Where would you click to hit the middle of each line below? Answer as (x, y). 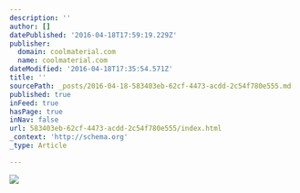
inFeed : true (34, 103)
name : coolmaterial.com (62, 60)
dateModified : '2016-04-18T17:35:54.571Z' (91, 70)
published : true (40, 94)
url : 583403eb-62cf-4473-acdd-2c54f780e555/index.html (116, 129)
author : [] (30, 27)
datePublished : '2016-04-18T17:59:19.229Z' (93, 35)
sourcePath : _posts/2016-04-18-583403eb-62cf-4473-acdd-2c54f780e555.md (150, 86)
